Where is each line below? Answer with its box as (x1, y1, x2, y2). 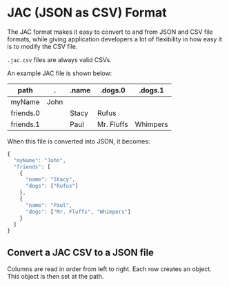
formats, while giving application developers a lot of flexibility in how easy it (7, 34, 223, 43)
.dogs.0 (99, 85, 126, 95)
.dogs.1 (139, 85, 164, 95)
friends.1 (10, 119, 40, 129)
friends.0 (10, 108, 40, 118)
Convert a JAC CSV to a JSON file (7, 246, 154, 258)
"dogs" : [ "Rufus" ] (25, 183, 79, 190)
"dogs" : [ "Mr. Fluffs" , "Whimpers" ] (25, 208, 131, 215)
